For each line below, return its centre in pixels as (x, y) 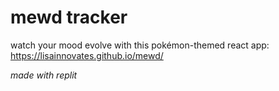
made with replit (44, 75)
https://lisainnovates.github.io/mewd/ (87, 55)
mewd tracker (69, 17)
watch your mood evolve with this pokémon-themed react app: (140, 45)
